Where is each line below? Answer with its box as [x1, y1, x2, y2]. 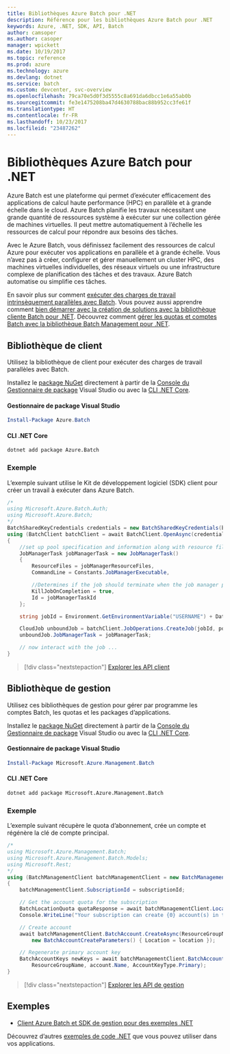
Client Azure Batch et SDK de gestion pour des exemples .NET [16, 1018, 194, 1027]
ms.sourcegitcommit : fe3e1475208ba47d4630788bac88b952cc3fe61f [7, 99, 192, 106]
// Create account [19, 924, 72, 931]
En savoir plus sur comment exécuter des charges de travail [7, 291, 176, 299]
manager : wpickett [7, 42, 60, 49]
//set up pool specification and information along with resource [19, 543, 213, 550]
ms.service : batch [7, 80, 60, 87]
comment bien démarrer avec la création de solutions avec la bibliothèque [7, 306, 216, 314]
